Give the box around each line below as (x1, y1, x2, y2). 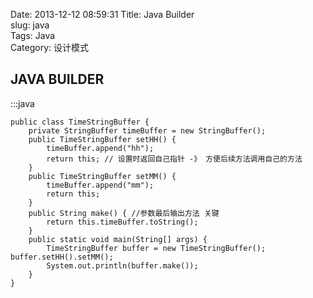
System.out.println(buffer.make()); (46, 260, 199, 271)
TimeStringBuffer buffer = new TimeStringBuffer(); (46, 243, 267, 253)
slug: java (10, 19, 50, 31)
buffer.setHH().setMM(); (10, 252, 114, 262)
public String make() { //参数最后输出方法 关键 (28, 208, 220, 218)
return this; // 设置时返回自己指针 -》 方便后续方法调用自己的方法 (46, 154, 303, 164)
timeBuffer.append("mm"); (46, 180, 155, 190)
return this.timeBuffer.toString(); (46, 217, 199, 227)
